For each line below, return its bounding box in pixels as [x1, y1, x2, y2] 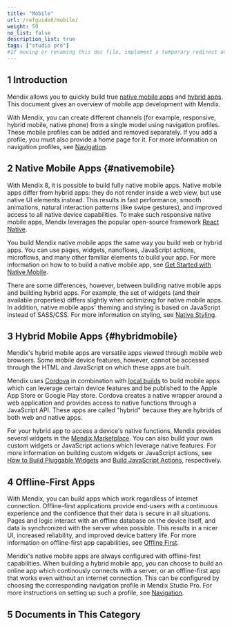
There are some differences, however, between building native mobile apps [7, 281, 222, 289]
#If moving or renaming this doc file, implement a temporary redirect [7, 49, 217, 56]
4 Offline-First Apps [7, 476, 95, 488]
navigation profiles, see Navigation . [7, 142, 108, 151]
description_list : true [7, 36, 76, 43]
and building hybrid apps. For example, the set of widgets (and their [7, 288, 200, 297]
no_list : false [7, 29, 51, 37]
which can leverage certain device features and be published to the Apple [7, 384, 217, 392]
